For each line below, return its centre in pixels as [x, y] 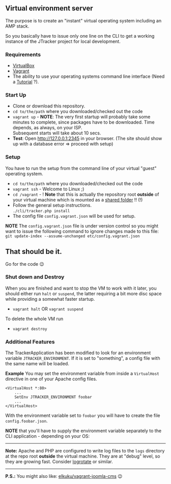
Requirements [23, 54]
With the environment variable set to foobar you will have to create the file [83, 416]
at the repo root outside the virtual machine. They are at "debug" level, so [83, 456]
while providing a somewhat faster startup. [50, 299]
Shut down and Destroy [35, 277]
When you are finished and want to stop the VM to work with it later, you [81, 288]
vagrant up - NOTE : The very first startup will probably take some [81, 117]
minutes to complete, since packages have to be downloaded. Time [83, 122]
